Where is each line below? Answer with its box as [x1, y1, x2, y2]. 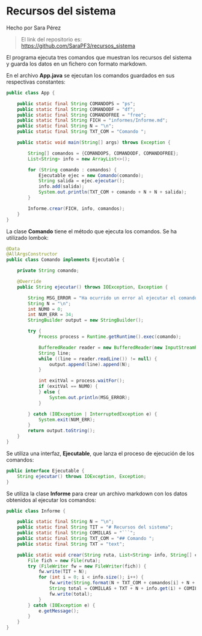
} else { [38, 389, 61, 395]
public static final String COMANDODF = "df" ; [17, 106, 136, 112]
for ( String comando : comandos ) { [28, 167, 117, 173]
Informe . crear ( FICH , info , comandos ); [28, 206, 125, 212]
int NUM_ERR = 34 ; [28, 311, 74, 318]
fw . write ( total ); [49, 591, 93, 597]
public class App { [6, 90, 55, 96]
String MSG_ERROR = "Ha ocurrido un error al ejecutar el [28, 295, 176, 301]
